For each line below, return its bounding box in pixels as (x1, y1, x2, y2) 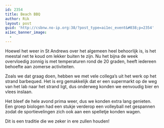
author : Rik (5, 16, 29, 21)
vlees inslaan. (5, 89, 33, 95)
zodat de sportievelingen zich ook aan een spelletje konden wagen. (5, 108, 141, 114)
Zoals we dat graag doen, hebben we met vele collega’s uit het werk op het (5, 73, 157, 79)
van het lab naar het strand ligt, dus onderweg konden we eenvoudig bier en (5, 83, 159, 89)
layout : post (5, 21, 32, 26)
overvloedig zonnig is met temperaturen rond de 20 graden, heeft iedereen (5, 58, 157, 64)
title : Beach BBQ (5, 12, 41, 17)
